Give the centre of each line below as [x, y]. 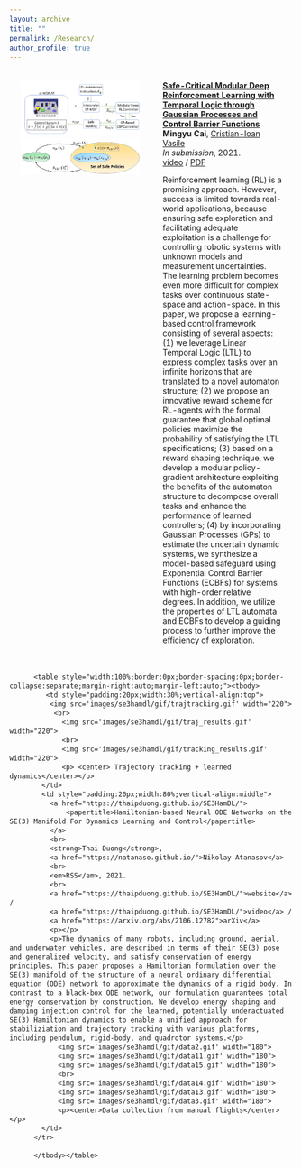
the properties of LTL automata [220, 612]
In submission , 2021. [202, 153]
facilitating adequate [201, 228]
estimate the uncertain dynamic [221, 544]
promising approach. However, [219, 190]
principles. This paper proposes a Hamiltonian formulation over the [143, 966]
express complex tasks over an [220, 362]
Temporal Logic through [209, 105]
